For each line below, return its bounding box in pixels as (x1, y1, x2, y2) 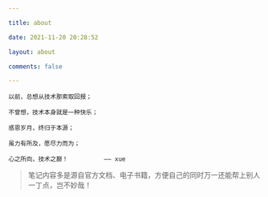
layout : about (8, 47, 56, 56)
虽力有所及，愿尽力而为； (8, 140, 80, 148)
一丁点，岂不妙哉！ (27, 180, 92, 190)
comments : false (8, 62, 63, 71)
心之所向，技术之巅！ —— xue (8, 155, 126, 163)
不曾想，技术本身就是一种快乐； (8, 109, 99, 117)
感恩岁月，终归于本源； (8, 124, 75, 133)
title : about (8, 18, 52, 27)
